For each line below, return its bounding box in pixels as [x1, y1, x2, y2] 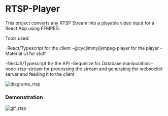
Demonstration [5, 94, 43, 101]
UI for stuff [23, 50, 46, 56]
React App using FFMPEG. [5, 25, 61, 31]
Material [5, 50, 23, 56]
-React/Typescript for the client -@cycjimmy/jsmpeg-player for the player [5, 45, 159, 51]
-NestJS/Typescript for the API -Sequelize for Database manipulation [5, 60, 150, 66]
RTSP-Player [5, 3, 60, 15]
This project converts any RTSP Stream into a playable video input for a [5, 20, 155, 26]
